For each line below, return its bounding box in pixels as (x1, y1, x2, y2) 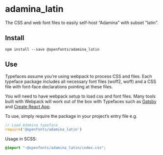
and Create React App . (5, 103, 51, 109)
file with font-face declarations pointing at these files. (5, 83, 113, 89)
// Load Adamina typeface (5, 123, 58, 128)
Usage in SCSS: (5, 136, 37, 142)
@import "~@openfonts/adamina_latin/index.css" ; (5, 146, 106, 151)
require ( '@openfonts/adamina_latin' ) (5, 127, 82, 132)
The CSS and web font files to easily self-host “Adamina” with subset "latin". (5, 20, 159, 26)
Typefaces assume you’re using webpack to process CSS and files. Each (5, 73, 152, 79)
